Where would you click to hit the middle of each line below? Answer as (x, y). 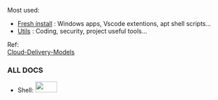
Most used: (23, 10)
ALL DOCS (25, 70)
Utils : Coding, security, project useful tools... (82, 31)
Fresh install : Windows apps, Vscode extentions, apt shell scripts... (114, 23)
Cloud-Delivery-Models (41, 52)
